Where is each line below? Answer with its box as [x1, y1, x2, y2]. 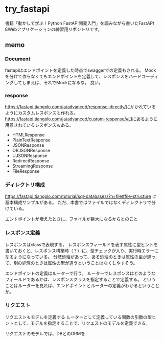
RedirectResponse [12, 158, 49, 163]
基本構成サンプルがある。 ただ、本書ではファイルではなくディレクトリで [5, 200, 152, 205]
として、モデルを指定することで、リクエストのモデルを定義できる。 [13, 320, 150, 326]
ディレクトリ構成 [5, 181, 45, 188]
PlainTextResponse [12, 137, 51, 143]
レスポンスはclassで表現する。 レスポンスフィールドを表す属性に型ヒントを [5, 241, 158, 248]
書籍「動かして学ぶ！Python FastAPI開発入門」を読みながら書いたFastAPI [5, 20, 154, 26]
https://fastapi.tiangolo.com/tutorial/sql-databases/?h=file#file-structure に [5, 193, 157, 199]
